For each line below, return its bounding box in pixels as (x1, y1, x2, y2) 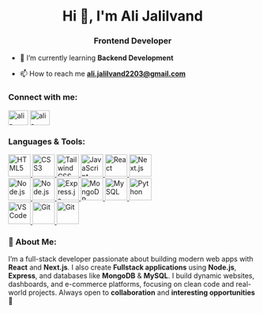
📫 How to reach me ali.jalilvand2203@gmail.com (19, 69, 186, 78)
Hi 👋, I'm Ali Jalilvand (62, 7, 204, 25)
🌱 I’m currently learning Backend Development (19, 53, 174, 62)
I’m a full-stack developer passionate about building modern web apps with (8, 255, 254, 264)
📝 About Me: (8, 236, 57, 247)
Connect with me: (8, 92, 78, 103)
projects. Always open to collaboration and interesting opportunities (28, 288, 255, 297)
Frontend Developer (93, 36, 172, 47)
